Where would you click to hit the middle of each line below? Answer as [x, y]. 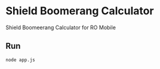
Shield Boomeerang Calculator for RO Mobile [61, 27]
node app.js [20, 60]
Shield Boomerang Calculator [80, 11]
